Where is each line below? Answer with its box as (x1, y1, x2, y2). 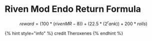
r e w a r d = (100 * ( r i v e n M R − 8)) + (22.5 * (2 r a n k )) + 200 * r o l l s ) (19, 20, 148, 27)
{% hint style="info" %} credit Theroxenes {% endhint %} (4, 30, 123, 36)
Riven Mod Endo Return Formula (4, 3, 141, 15)
